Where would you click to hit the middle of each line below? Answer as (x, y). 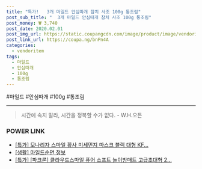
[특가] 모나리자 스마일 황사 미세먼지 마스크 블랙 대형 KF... (82, 145)
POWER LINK (26, 131)
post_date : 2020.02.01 (35, 29)
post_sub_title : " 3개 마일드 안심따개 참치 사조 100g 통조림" (79, 17)
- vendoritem (28, 51)
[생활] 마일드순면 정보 (40, 152)
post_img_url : (24, 34)
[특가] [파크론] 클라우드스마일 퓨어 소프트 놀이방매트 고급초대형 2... (93, 160)
